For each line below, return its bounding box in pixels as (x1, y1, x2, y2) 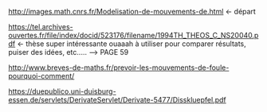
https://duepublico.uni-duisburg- (8, 87, 117, 96)
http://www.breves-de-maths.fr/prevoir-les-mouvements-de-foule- (8, 63, 230, 72)
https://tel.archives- (8, 22, 73, 31)
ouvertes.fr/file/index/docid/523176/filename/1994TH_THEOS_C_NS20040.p (8, 31, 259, 40)
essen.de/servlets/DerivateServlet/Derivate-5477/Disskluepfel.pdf (8, 95, 227, 104)
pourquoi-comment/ (8, 71, 75, 80)
